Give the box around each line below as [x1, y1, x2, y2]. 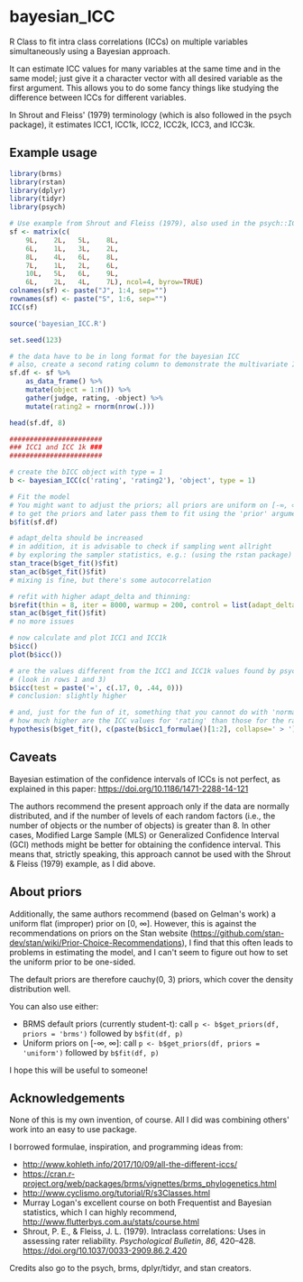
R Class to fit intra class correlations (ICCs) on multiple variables [9, 36, 248, 47]
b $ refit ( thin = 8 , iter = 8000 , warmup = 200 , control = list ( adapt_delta [9, 600, 297, 610]
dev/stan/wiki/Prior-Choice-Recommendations [9, 936, 182, 948]
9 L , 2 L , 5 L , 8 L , [25, 235, 119, 244]
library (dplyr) [9, 186, 67, 195]
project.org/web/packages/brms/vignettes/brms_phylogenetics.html [22, 1178, 277, 1189]
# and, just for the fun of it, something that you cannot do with [9, 708, 269, 717]
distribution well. [9, 983, 71, 994]
